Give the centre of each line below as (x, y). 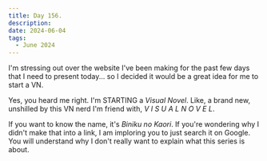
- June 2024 (36, 45)
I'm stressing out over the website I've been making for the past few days (129, 68)
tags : (17, 38)
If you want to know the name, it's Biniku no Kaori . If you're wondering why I (134, 124)
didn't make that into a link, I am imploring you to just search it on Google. (129, 133)
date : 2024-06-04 (37, 30)
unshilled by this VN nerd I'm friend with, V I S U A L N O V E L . (112, 109)
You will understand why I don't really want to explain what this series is (127, 141)
